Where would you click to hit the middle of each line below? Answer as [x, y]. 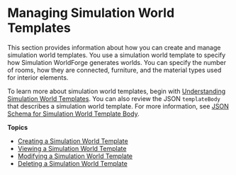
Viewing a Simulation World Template [72, 148]
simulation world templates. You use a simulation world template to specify [117, 55]
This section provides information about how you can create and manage [114, 47]
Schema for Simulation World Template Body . [73, 114]
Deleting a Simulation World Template [72, 163]
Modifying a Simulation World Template [75, 156]
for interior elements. [38, 77]
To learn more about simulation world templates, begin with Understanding [116, 91]
